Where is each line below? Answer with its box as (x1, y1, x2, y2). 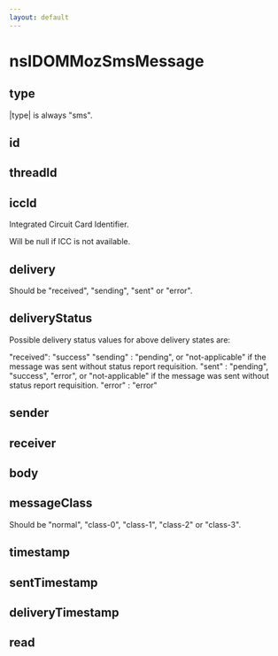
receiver (9, 436, 57, 451)
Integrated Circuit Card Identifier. (9, 219, 129, 230)
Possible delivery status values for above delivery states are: (9, 334, 231, 345)
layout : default (9, 12, 69, 22)
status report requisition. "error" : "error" (9, 380, 158, 390)
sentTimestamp (9, 575, 98, 590)
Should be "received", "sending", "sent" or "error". (9, 285, 193, 297)
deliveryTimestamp (9, 606, 120, 620)
